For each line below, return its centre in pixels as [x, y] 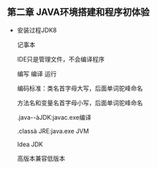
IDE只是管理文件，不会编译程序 [61, 59]
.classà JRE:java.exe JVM [53, 131]
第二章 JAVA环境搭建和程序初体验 [78, 12]
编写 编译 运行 [37, 73]
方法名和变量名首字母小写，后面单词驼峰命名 [80, 103]
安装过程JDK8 [37, 30]
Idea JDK [30, 144]
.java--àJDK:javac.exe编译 [54, 117]
